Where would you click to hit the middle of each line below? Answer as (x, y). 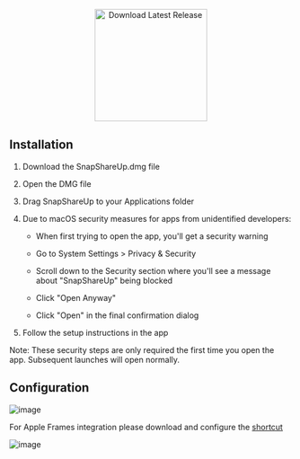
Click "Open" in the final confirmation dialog (117, 315)
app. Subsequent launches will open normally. (95, 359)
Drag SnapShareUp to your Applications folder (108, 201)
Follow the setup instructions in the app (95, 332)
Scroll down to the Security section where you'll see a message (153, 270)
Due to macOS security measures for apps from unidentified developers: (157, 218)
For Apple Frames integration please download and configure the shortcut (146, 427)
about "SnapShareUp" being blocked (104, 280)
